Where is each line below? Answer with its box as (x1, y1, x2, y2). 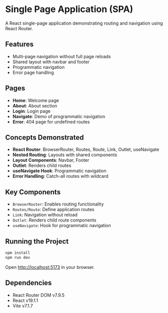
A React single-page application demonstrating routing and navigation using (5, 20, 163, 26)
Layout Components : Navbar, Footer (12, 157, 90, 163)
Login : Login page (12, 108, 51, 114)
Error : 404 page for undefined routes (12, 119, 90, 125)
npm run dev (5, 255, 30, 260)
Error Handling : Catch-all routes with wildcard (12, 173, 109, 179)
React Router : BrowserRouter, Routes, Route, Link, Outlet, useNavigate (12, 147, 159, 153)
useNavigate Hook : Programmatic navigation (12, 168, 107, 174)
